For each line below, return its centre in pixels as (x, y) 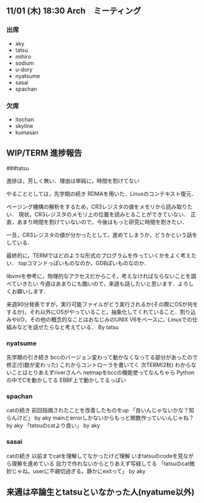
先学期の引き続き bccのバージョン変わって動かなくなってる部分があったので (102, 357)
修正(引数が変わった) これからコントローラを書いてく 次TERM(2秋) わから (99, 365)
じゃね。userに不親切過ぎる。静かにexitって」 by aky (79, 471)
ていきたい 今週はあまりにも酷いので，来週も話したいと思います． (95, 284)
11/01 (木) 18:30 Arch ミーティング (74, 11)
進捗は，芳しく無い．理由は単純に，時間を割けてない (73, 180)
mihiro (23, 56)
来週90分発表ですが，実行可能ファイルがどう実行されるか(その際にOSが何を (102, 304)
